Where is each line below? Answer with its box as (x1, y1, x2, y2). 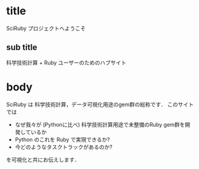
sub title (6, 42, 38, 53)
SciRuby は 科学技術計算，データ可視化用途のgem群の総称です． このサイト (6, 100, 194, 108)
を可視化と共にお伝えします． (6, 156, 80, 163)
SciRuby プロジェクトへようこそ (6, 24, 86, 32)
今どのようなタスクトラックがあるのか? (14, 143, 113, 150)
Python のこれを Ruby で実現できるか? (14, 136, 110, 143)
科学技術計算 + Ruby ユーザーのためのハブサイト (6, 59, 127, 66)
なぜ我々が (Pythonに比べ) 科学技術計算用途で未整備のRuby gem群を (14, 121, 185, 128)
